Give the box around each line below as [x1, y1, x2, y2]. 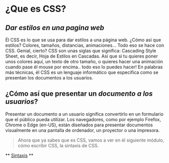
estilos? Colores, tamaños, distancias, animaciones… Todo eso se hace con [5, 42, 164, 48]
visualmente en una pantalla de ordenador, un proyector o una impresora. [5, 127, 160, 133]
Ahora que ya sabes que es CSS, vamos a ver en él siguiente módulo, [17, 137, 164, 143]
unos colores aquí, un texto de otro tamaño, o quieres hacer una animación [5, 59, 163, 64]
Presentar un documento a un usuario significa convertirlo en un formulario [5, 111, 164, 117]
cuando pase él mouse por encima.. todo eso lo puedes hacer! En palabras [5, 64, 163, 70]
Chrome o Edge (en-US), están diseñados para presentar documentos [5, 122, 153, 128]
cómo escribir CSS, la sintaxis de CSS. [17, 142, 99, 148]
